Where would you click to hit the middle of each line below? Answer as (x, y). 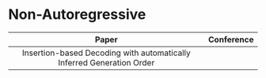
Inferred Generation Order (106, 62)
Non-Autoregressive (77, 15)
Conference (231, 39)
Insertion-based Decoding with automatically (107, 53)
